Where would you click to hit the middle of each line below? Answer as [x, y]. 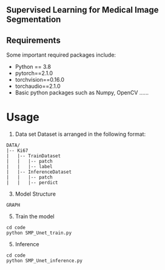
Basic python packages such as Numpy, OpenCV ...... [82, 93]
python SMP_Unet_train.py [39, 233]
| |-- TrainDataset [34, 156]
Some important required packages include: [61, 55]
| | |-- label [29, 167]
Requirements [33, 40]
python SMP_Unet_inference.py [45, 261]
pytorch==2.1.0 [34, 73]
